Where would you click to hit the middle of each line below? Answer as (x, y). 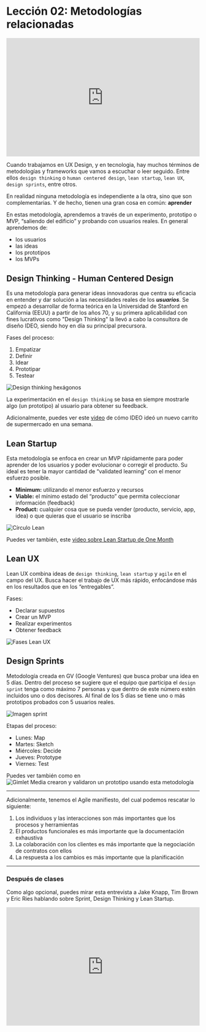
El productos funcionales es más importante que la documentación (100, 831)
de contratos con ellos (44, 850)
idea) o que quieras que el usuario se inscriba (73, 516)
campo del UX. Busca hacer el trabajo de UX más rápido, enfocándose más (102, 580)
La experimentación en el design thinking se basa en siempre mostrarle (98, 399)
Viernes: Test (32, 763)
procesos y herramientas (47, 824)
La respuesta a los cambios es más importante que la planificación (99, 857)
